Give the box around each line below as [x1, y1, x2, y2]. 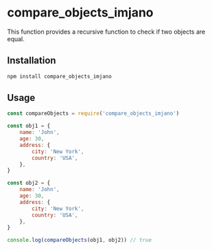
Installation [7, 55, 56, 67]
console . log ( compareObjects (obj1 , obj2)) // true [7, 237, 152, 244]
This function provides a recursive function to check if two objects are [7, 27, 206, 36]
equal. [7, 34, 25, 43]
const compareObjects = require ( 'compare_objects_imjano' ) [7, 110, 180, 117]
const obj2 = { [7, 180, 51, 187]
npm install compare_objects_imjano [7, 73, 112, 80]
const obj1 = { [7, 122, 51, 130]
